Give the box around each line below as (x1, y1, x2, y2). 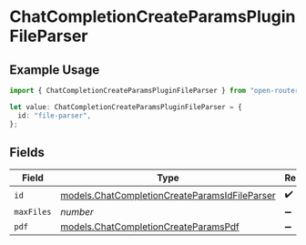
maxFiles (14, 207, 52, 218)
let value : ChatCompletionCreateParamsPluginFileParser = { (9, 102, 243, 111)
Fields (9, 144, 46, 160)
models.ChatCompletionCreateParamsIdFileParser (60, 189, 276, 201)
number (60, 206, 94, 219)
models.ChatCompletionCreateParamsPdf (60, 220, 240, 233)
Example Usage (9, 62, 100, 77)
